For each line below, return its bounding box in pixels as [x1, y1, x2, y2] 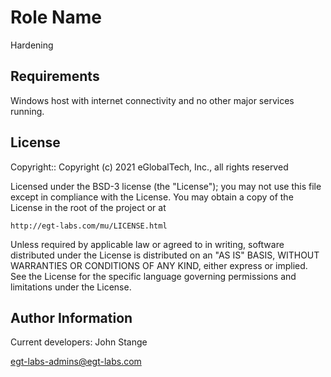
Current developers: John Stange [10, 336, 148, 348]
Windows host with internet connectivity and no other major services [10, 94, 295, 106]
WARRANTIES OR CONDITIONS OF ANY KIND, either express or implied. [10, 259, 308, 271]
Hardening [10, 39, 54, 51]
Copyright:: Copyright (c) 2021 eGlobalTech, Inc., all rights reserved [10, 161, 289, 173]
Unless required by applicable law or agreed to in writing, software [10, 238, 285, 250]
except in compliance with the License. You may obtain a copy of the [10, 191, 294, 203]
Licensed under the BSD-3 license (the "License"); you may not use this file [10, 180, 322, 192]
